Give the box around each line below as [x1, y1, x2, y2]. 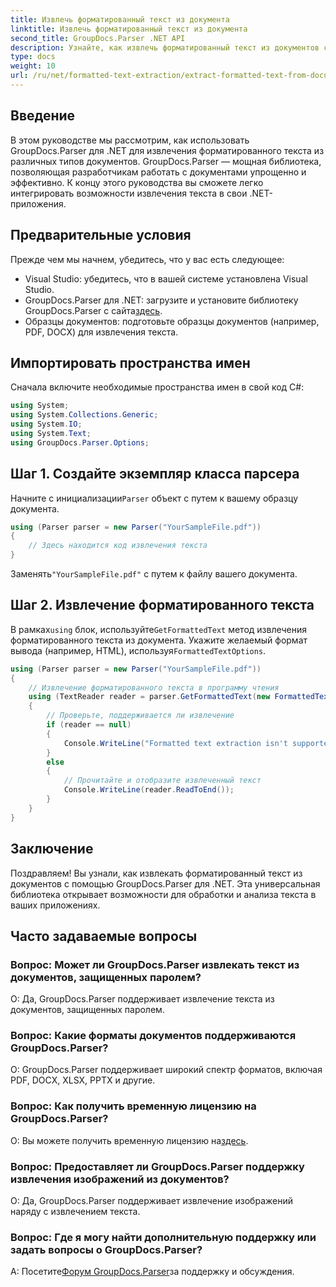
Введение [10, 107, 76, 125]
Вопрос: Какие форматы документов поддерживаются [10, 1029, 297, 1043]
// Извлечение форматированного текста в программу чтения [28, 682, 280, 693]
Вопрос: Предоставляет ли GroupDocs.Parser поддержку [10, 1159, 305, 1173]
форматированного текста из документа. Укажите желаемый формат [10, 634, 308, 646]
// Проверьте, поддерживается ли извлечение [46, 711, 235, 721]
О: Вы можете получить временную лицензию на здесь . [10, 1134, 249, 1146]
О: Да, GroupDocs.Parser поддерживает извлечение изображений [10, 1195, 293, 1207]
